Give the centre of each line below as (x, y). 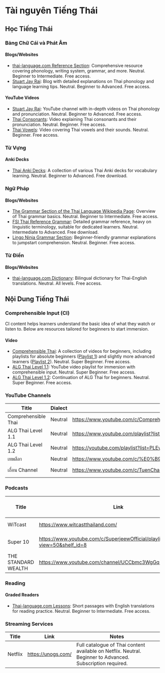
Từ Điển (15, 256)
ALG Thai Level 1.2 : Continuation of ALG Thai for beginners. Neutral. (81, 377)
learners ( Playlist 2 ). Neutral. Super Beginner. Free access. (71, 362)
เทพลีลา (15, 459)
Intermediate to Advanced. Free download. (55, 232)
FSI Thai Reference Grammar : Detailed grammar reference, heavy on (82, 222)
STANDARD (21, 562)
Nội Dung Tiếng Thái (37, 299)
